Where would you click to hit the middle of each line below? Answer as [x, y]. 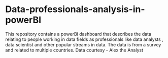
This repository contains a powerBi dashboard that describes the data [78, 34]
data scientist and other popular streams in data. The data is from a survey [83, 44]
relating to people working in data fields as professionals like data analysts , [84, 39]
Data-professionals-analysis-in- [75, 9]
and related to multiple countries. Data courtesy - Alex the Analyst [74, 50]
